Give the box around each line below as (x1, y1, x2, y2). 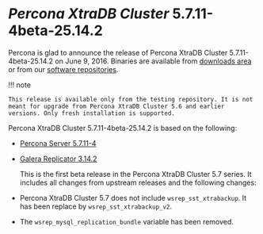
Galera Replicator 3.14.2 (19, 154, 97, 163)
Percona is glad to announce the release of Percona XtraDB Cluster (8, 48, 228, 57)
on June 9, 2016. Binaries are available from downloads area (55, 56, 252, 66)
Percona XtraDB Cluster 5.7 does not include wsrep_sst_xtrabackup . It (19, 193, 247, 202)
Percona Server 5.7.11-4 (19, 138, 97, 148)
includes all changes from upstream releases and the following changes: (19, 178, 257, 187)
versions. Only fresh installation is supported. (8, 109, 176, 117)
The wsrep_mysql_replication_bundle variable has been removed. (19, 217, 234, 226)
